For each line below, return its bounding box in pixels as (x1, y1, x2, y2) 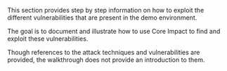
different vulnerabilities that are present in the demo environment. (7, 13, 197, 22)
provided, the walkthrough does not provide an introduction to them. (7, 56, 205, 64)
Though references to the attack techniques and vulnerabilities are (7, 49, 200, 56)
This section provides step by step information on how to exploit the (7, 6, 205, 14)
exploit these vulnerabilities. (7, 34, 89, 43)
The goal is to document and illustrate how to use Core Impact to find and (7, 27, 221, 35)
